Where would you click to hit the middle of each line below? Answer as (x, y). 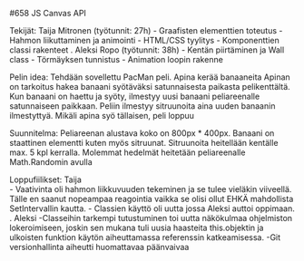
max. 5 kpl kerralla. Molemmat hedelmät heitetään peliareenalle (127, 152)
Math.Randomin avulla (51, 162)
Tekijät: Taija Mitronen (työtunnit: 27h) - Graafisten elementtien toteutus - (146, 30)
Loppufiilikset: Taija (45, 179)
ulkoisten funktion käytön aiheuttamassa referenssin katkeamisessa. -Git (145, 237)
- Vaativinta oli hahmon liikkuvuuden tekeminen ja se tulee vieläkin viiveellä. (151, 189)
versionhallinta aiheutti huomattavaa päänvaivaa (99, 247)
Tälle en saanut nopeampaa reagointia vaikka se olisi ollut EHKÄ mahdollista (152, 199)
